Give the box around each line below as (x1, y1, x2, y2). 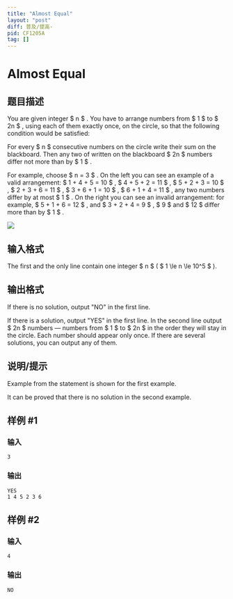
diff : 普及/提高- (7, 23, 54, 30)
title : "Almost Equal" (7, 10, 73, 17)
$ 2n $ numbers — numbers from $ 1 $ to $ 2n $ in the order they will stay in (7, 323, 227, 332)
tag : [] (7, 36, 30, 43)
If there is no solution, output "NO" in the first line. (7, 302, 151, 311)
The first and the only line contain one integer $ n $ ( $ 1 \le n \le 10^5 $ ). (7, 262, 217, 270)
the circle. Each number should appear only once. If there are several (7, 331, 206, 339)
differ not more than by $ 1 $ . (7, 157, 93, 166)
